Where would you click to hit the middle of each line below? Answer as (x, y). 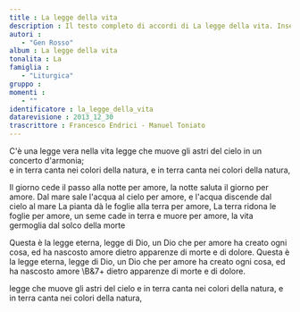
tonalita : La (36, 59)
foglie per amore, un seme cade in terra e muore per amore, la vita (131, 216)
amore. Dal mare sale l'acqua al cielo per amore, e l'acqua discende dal (141, 197)
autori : (25, 34)
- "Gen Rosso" (47, 42)
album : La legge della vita (63, 51)
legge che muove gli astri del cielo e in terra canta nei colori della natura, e (146, 288)
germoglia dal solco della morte (67, 225)
